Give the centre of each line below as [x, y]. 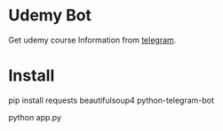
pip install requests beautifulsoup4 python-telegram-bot [111, 100]
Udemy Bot [50, 15]
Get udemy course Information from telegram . [92, 40]
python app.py [35, 117]
